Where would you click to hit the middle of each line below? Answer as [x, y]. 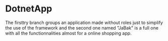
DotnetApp [29, 9]
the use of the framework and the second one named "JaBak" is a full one [82, 27]
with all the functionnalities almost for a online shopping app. [69, 33]
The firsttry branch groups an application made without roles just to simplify [84, 22]
